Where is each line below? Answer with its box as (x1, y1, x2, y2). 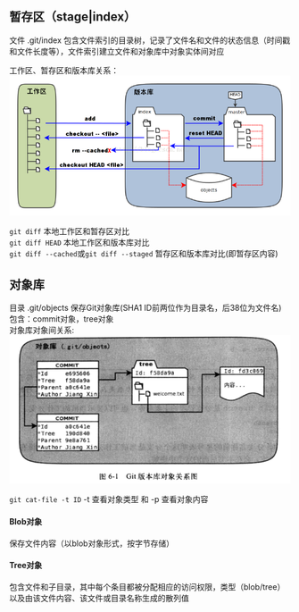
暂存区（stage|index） (9, 9, 137, 25)
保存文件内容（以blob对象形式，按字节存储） (9, 538, 174, 549)
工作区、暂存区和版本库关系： (9, 64, 119, 75)
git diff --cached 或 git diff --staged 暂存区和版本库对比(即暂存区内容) (9, 248, 278, 259)
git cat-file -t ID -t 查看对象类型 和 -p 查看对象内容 (9, 494, 209, 505)
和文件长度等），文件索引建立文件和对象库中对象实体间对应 (9, 46, 225, 56)
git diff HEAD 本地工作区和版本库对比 (9, 237, 150, 248)
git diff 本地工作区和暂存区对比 (9, 226, 130, 237)
